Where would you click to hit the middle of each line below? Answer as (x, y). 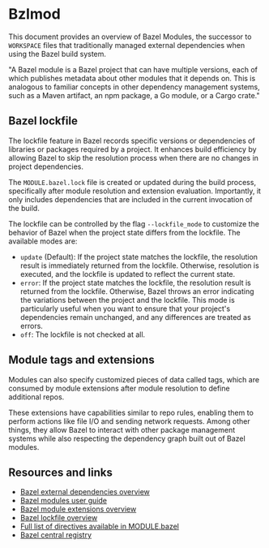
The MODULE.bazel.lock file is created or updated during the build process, (132, 182)
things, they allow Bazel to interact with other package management (122, 429)
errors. (31, 326)
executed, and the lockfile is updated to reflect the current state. (128, 274)
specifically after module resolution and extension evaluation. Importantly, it (135, 191)
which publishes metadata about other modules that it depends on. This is (132, 78)
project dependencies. (46, 166)
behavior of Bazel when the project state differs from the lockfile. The (124, 232)
